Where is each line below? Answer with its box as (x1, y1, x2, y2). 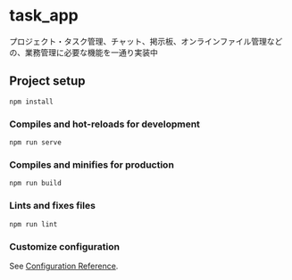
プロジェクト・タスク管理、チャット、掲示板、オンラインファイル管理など (9, 36, 283, 46)
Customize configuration (9, 240, 121, 252)
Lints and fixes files (9, 200, 96, 212)
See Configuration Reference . (9, 260, 119, 271)
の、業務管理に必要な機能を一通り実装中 (9, 46, 158, 58)
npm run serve (9, 138, 63, 147)
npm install (9, 97, 54, 106)
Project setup (9, 73, 87, 89)
